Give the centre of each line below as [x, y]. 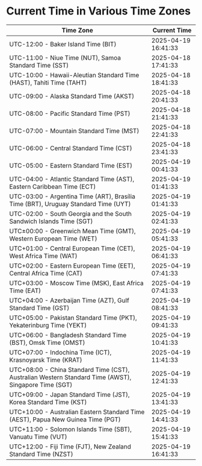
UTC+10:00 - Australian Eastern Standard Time [77, 412]
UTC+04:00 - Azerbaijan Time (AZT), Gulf [69, 300]
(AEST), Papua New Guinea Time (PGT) [65, 419]
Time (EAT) [25, 291]
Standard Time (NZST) [41, 454]
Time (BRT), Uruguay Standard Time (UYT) [70, 204]
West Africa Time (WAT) [44, 256]
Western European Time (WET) [53, 238]
